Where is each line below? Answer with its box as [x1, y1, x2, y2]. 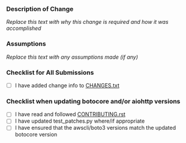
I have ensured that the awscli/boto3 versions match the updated [14, 124, 176, 132]
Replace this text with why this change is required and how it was [6, 19, 169, 26]
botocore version [14, 131, 58, 138]
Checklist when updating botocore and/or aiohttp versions [6, 97, 181, 105]
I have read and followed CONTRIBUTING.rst [14, 111, 126, 118]
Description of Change [6, 5, 74, 13]
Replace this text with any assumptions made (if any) [6, 53, 139, 60]
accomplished [6, 25, 41, 32]
